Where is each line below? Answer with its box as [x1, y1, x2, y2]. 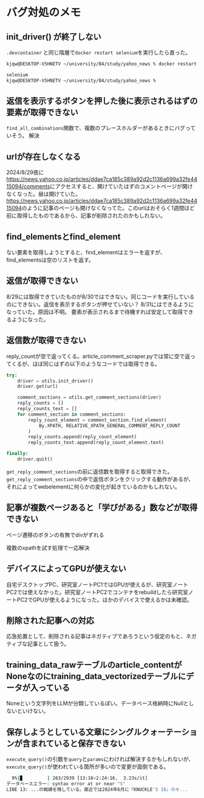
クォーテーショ [141, 726, 197, 737]
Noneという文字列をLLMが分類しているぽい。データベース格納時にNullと [6, 700, 189, 707]
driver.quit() [17, 456, 53, 462]
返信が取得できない [6, 276, 78, 286]
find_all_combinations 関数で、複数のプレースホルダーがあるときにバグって [6, 124, 196, 132]
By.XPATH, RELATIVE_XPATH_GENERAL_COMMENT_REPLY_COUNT [38, 422, 181, 428]
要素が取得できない [6, 107, 78, 118]
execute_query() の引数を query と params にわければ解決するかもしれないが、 [6, 756, 194, 762]
